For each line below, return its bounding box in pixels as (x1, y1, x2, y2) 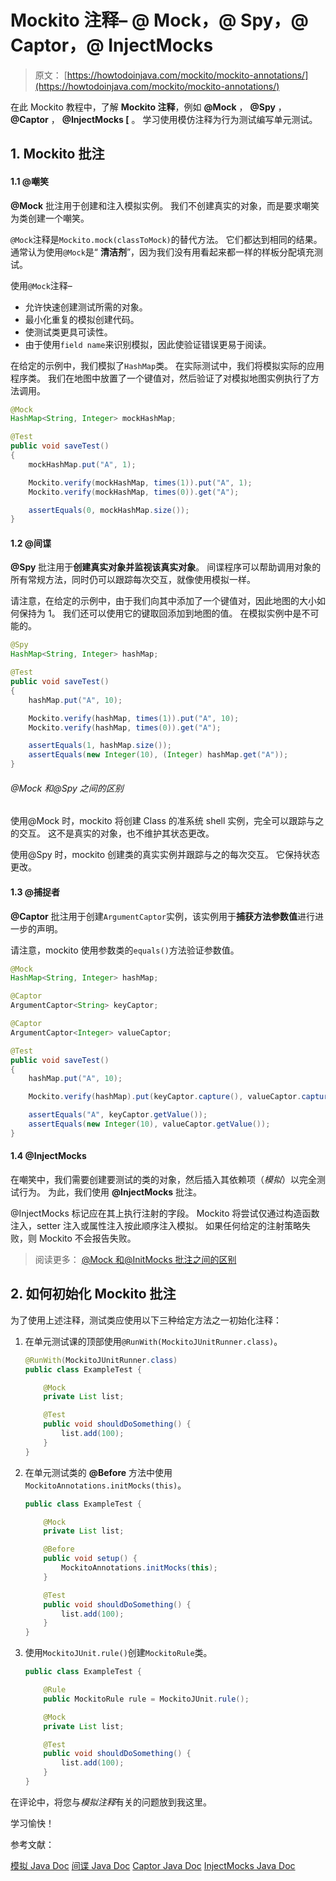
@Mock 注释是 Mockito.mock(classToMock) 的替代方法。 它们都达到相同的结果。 (10, 233, 323, 245)
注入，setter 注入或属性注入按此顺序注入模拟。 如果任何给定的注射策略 (10, 1219, 302, 1231)
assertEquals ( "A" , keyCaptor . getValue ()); (28, 1110, 208, 1120)
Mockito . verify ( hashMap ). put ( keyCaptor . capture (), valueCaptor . (28, 1092, 302, 1102)
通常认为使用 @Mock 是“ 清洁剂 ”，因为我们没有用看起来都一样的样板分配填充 (10, 246, 315, 258)
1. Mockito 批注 (10, 146, 105, 163)
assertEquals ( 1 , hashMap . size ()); (28, 741, 172, 751)
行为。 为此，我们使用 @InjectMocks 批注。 (18, 1186, 203, 1198)
